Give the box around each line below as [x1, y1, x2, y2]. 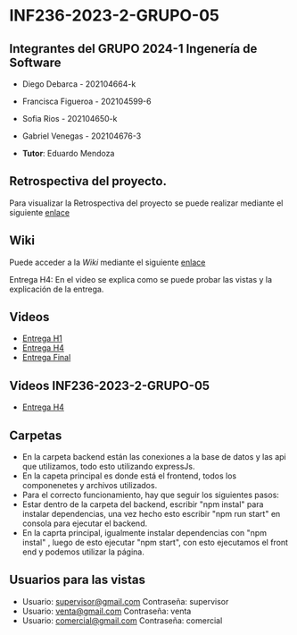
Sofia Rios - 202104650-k [21, 114, 118, 123]
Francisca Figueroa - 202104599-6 [21, 96, 152, 106]
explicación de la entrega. [9, 284, 104, 294]
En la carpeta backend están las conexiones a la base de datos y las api [21, 452, 287, 462]
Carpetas [9, 428, 62, 443]
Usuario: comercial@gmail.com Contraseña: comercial [21, 614, 223, 626]
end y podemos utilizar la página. [21, 546, 144, 557]
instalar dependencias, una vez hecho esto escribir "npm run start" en [21, 509, 281, 520]
